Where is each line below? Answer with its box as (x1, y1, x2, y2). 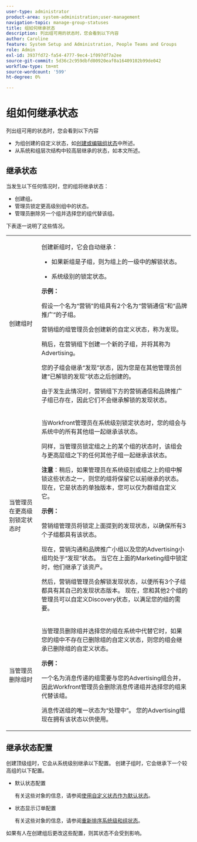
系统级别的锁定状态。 (51, 272, 110, 280)
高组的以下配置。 (6, 767, 47, 774)
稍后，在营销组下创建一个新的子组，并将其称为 (41, 340, 171, 348)
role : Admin (6, 47, 35, 53)
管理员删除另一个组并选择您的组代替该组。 (14, 209, 118, 217)
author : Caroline (6, 36, 49, 42)
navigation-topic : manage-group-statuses (6, 19, 109, 25)
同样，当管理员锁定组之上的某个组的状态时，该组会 (41, 442, 183, 450)
